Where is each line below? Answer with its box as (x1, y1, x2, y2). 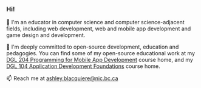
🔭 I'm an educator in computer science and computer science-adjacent (6, 19, 185, 26)
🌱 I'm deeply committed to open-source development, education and (6, 43, 179, 50)
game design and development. (6, 32, 86, 39)
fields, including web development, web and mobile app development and (6, 25, 191, 32)
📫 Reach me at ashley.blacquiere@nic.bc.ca (6, 75, 118, 82)
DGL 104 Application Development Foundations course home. (6, 63, 161, 70)
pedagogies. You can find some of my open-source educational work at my (6, 50, 196, 57)
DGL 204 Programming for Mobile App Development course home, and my (6, 56, 193, 64)
